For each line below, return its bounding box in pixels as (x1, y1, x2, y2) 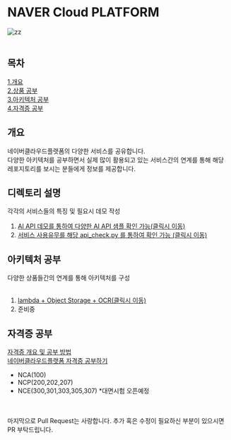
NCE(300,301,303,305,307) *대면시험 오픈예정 (17, 386, 150, 395)
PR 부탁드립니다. (7, 425, 54, 434)
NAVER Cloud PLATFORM (7, 4, 160, 20)
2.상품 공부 (7, 86, 38, 95)
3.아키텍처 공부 (7, 95, 49, 103)
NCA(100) (17, 371, 47, 379)
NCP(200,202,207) (17, 379, 73, 386)
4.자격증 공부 (7, 104, 44, 112)
